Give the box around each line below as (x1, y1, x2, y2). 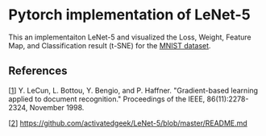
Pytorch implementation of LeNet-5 (8, 6, 251, 24)
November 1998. (29, 102, 85, 112)
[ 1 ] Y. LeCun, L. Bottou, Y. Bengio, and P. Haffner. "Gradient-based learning (8, 85, 259, 95)
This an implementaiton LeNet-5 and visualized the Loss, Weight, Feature (8, 32, 251, 42)
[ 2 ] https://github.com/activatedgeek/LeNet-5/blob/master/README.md (8, 118, 247, 128)
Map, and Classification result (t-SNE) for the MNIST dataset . (8, 40, 211, 50)
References (8, 64, 68, 78)
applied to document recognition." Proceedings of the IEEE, (8, 94, 206, 104)
